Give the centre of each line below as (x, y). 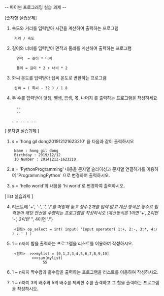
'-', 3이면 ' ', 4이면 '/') (32, 219)
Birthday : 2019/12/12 (37, 155)
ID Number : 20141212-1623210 (45, 159)
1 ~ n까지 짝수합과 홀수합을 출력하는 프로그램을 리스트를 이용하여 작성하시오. (85, 272)
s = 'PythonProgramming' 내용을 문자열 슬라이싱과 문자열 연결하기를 (79, 169)
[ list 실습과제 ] (19, 196)
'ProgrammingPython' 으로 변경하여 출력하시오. (64, 175)
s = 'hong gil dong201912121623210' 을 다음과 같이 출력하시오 (73, 141)
